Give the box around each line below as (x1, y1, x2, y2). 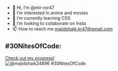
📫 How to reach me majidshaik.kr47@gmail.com (12, 26, 113, 32)
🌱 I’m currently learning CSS (12, 15, 71, 21)
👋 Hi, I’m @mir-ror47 (12, 5, 55, 10)
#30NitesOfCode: (5, 42, 62, 50)
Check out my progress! (5, 55, 55, 61)
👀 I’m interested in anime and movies (12, 10, 88, 16)
